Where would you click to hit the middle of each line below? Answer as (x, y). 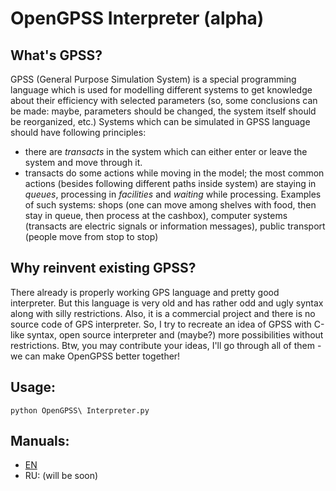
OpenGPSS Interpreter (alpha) (137, 18)
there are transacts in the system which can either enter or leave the (166, 151)
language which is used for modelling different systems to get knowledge (161, 90)
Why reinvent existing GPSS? (103, 268)
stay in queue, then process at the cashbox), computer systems (156, 215)
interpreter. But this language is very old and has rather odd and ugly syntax (167, 303)
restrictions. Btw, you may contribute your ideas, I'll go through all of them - (166, 345)
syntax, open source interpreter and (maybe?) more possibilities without (175, 334)
